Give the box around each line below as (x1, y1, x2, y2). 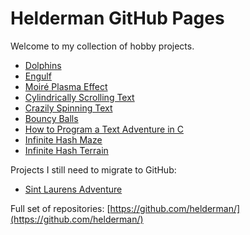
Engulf (24, 70, 52, 82)
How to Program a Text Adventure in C (24, 123, 184, 135)
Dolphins (24, 59, 62, 71)
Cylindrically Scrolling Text (24, 91, 135, 103)
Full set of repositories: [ (10, 202, 111, 214)
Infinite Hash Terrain (24, 144, 109, 156)
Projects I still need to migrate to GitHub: (10, 163, 177, 176)
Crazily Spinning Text (24, 102, 113, 114)
